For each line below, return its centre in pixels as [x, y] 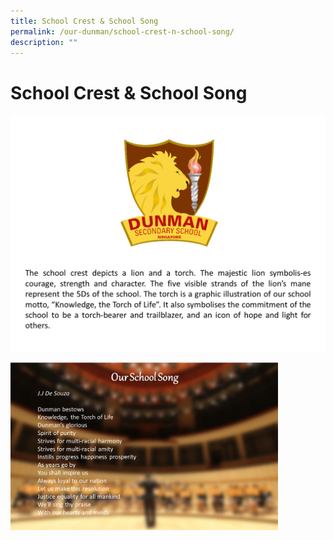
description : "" [44, 42]
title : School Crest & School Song [84, 21]
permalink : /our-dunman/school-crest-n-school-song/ [122, 31]
